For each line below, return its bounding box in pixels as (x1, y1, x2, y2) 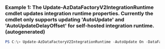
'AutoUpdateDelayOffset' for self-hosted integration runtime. (5, 22, 155, 29)
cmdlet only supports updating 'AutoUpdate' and (5, 16, 124, 23)
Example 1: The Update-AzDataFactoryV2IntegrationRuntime (5, 4, 154, 11)
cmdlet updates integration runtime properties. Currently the (5, 10, 154, 17)
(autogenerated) (5, 28, 46, 35)
